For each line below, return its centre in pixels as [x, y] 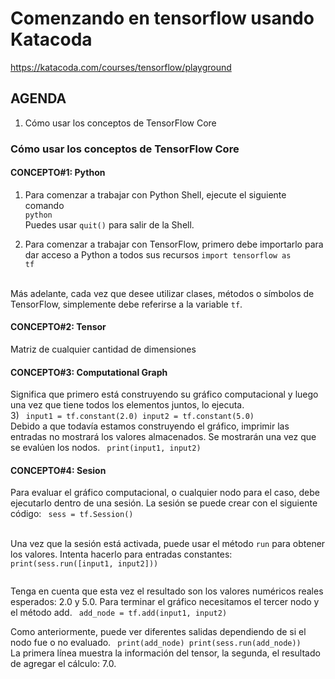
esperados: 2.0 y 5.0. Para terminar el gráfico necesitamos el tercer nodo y [165, 602]
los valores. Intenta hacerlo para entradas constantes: [121, 554]
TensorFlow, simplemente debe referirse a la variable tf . [126, 304]
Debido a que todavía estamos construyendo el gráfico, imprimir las [150, 426]
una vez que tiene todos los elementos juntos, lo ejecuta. [127, 405]
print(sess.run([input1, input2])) [84, 564]
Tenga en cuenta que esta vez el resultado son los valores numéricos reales [167, 591]
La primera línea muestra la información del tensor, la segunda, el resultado [165, 653]
